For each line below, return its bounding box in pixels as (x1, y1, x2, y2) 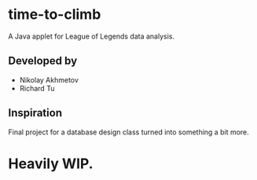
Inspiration (8, 106, 63, 119)
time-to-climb (8, 6, 101, 24)
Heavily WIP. (8, 155, 94, 172)
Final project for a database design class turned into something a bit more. (8, 127, 249, 137)
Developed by (8, 54, 78, 68)
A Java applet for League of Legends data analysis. (8, 31, 175, 41)
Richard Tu (19, 83, 55, 93)
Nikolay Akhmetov (19, 75, 79, 84)
